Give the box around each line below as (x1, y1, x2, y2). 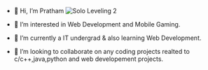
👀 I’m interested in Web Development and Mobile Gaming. (13, 20, 181, 28)
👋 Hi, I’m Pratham (13, 7, 64, 15)
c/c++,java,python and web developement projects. (13, 55, 163, 63)
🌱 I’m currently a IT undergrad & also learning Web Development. (13, 34, 202, 42)
